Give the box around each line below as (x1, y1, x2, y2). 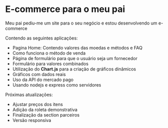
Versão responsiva (12, 117, 52, 123)
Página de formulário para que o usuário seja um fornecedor (12, 55, 138, 61)
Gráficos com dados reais (12, 71, 66, 77)
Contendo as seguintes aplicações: (5, 35, 78, 41)
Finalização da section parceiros (12, 111, 80, 118)
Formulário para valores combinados (12, 60, 89, 66)
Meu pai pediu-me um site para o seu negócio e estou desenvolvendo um (5, 20, 157, 26)
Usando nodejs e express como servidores (12, 81, 101, 88)
